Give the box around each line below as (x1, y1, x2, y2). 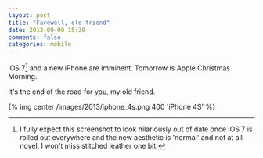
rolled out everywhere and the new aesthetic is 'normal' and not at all (19, 132, 243, 142)
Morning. (8, 71, 38, 81)
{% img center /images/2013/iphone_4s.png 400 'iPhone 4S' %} (8, 102, 216, 111)
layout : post (8, 11, 51, 20)
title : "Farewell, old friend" (8, 19, 110, 27)
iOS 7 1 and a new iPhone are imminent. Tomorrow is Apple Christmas (8, 62, 231, 73)
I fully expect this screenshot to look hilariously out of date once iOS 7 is (19, 124, 253, 134)
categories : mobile (8, 41, 72, 48)
